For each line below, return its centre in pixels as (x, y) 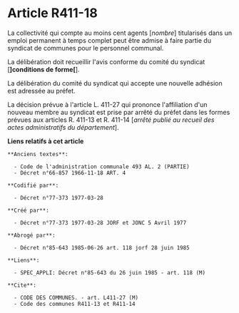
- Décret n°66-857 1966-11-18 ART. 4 (70, 173)
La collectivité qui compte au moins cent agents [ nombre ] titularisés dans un (120, 33)
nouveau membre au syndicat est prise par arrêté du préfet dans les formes (119, 112)
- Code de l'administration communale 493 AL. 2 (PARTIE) (102, 166)
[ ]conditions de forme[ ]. (44, 69)
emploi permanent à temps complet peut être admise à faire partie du (110, 40)
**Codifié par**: (33, 185)
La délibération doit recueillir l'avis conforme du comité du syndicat (106, 61)
